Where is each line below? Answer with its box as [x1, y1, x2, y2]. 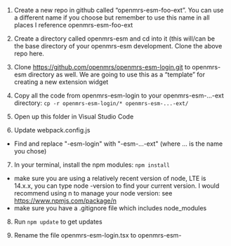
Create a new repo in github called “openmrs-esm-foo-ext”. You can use [13, 6, 224, 14]
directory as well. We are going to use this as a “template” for [27, 70, 206, 78]
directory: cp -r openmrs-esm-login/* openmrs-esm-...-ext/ [13, 99, 189, 107]
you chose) [13, 147, 47, 155]
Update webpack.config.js [13, 126, 91, 134]
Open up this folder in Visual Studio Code [13, 112, 134, 121]
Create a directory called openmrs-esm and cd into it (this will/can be [13, 34, 216, 43]
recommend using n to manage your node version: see [13, 189, 173, 197]
